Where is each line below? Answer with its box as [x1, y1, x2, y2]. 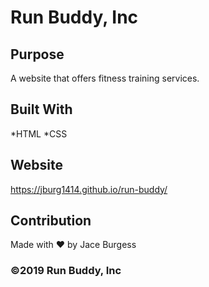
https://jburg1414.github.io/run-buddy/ [10, 183, 168, 195]
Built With [10, 101, 73, 118]
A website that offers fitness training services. [10, 72, 200, 84]
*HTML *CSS [10, 127, 68, 140]
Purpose [10, 46, 65, 63]
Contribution [10, 212, 92, 230]
